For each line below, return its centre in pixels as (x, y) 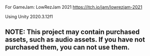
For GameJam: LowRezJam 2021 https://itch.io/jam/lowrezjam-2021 (74, 7)
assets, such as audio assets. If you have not (75, 40)
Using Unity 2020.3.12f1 (29, 16)
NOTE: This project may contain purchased (73, 32)
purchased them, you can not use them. (67, 47)
